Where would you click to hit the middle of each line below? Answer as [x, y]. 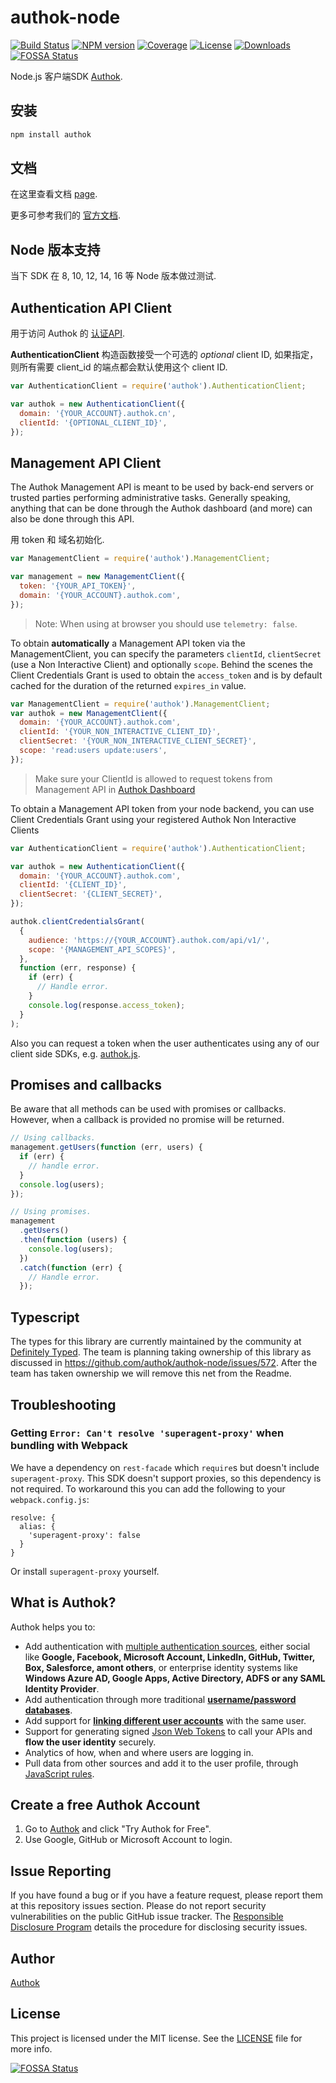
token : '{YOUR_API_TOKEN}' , [78, 586]
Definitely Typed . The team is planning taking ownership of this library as [161, 1352]
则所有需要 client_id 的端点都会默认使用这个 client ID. [119, 367]
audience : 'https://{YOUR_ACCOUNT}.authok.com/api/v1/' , [149, 940]
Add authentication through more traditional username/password [160, 1699]
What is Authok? [63, 1602]
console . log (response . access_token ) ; [107, 1005]
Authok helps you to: [53, 1627]
